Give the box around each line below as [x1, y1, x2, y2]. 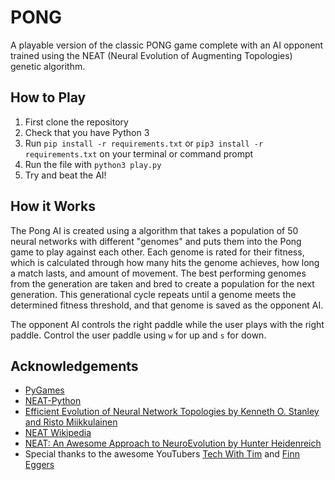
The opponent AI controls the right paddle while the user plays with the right [10, 318, 325, 330]
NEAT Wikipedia [24, 427, 92, 439]
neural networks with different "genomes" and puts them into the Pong [10, 235, 302, 247]
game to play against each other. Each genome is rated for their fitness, [10, 246, 305, 258]
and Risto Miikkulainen [24, 416, 118, 428]
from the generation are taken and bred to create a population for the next [10, 277, 315, 290]
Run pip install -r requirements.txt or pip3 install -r [24, 137, 264, 149]
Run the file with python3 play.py [24, 158, 162, 170]
